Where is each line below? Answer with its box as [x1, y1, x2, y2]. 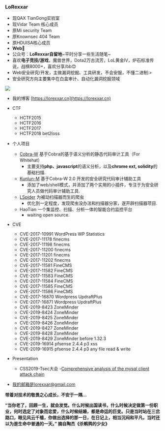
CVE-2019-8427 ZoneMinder [19, 325, 79, 331]
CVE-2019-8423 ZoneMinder [19, 304, 79, 310]
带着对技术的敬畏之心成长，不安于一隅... [5, 392, 87, 398]
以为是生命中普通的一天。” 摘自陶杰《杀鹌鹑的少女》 [5, 421, 110, 427]
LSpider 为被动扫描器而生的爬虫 [19, 194, 84, 200]
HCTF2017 [19, 125, 41, 131]
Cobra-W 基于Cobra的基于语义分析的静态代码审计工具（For [19, 151, 140, 157]
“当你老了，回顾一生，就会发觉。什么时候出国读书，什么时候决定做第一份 [5, 402, 154, 408]
